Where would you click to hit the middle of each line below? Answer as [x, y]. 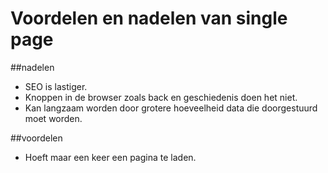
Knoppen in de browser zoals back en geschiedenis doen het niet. [161, 97]
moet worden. [53, 118]
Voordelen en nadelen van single [149, 18]
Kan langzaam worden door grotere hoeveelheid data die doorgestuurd [171, 108]
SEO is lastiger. [56, 86]
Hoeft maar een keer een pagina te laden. [110, 157]
